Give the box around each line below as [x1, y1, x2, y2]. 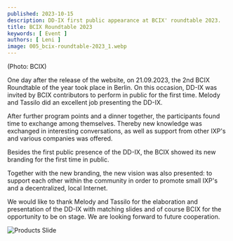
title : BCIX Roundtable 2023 [7, 23, 93, 30]
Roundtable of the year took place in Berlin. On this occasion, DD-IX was [7, 84, 218, 91]
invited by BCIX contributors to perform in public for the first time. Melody [7, 91, 221, 99]
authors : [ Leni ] [7, 37, 61, 44]
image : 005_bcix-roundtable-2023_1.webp [7, 43, 128, 50]
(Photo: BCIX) [7, 63, 47, 70]
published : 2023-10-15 [7, 10, 74, 18]
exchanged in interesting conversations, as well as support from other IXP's [7, 127, 226, 135]
